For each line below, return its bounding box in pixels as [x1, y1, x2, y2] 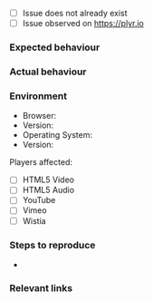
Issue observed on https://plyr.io [22, 18, 145, 29]
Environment [9, 90, 68, 102]
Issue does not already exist [22, 8, 129, 18]
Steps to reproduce [9, 238, 96, 251]
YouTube [22, 195, 56, 206]
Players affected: [9, 157, 72, 168]
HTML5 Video [22, 174, 75, 185]
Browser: [22, 111, 57, 121]
